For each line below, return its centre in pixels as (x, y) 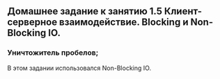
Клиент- (183, 11)
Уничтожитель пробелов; (53, 53)
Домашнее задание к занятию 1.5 (85, 11)
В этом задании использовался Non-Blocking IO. (79, 68)
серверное (32, 23)
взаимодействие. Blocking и (124, 23)
